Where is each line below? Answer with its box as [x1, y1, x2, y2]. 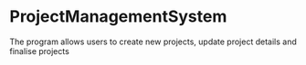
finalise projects [9, 45, 70, 56]
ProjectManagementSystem [9, 6, 227, 27]
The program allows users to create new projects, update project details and [9, 36, 297, 47]
